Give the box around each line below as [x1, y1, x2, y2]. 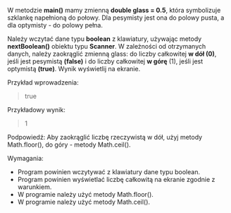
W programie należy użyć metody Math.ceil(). [17, 197, 150, 206]
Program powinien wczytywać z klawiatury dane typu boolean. [17, 168, 201, 176]
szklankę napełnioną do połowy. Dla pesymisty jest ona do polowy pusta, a [7, 13, 225, 22]
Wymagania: [7, 154, 44, 162]
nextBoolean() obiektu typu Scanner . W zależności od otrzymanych [7, 42, 206, 50]
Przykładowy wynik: [7, 106, 65, 114]
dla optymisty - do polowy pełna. [7, 21, 104, 29]
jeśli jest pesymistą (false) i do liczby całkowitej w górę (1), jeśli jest [7, 57, 204, 66]
